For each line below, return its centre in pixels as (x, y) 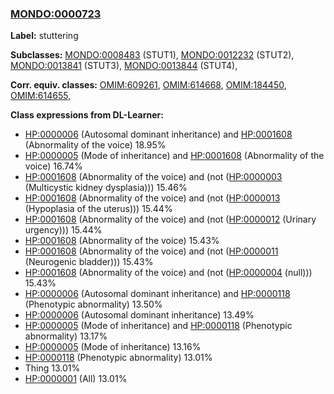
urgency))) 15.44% (63, 230)
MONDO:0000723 (56, 14)
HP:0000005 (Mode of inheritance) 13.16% (113, 347)
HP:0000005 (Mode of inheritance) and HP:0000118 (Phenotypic (158, 326)
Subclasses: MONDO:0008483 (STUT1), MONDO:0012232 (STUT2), (152, 55)
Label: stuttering (44, 36)
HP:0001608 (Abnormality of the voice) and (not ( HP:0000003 (153, 177)
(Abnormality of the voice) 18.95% (95, 145)
